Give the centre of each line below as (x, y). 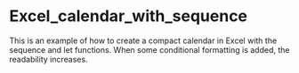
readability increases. (48, 59)
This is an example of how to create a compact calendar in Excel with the (143, 40)
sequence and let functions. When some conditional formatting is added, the (149, 49)
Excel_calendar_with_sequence (128, 16)
